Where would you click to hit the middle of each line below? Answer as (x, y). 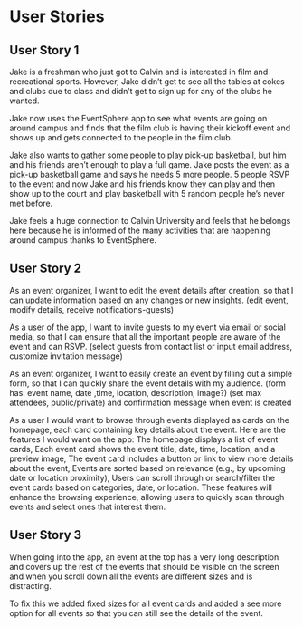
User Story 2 (46, 269)
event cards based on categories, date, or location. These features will (141, 487)
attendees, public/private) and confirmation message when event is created (151, 402)
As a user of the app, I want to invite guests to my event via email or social (148, 327)
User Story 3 (46, 535)
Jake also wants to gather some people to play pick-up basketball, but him (148, 155)
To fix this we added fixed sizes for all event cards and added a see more (146, 603)
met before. (31, 203)
